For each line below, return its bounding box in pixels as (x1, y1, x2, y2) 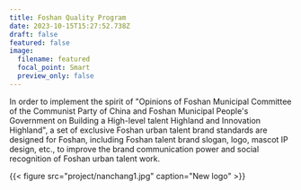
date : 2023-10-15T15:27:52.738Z (9, 22, 130, 30)
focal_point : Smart (17, 64, 91, 73)
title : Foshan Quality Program (9, 13, 127, 22)
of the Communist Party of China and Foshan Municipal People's (9, 105, 249, 117)
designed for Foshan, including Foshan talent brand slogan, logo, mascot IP (9, 134, 289, 144)
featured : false (9, 38, 70, 47)
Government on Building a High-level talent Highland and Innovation (9, 115, 261, 125)
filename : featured (17, 55, 91, 64)
